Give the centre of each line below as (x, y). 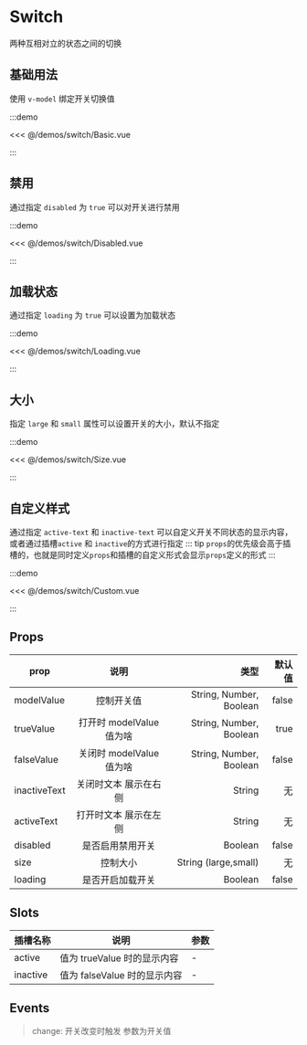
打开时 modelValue (119, 722)
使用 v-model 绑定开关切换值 (62, 99)
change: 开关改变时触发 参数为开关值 (101, 1031)
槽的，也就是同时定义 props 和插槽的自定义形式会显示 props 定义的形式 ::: (143, 555)
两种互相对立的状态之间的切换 (65, 43)
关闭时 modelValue (119, 753)
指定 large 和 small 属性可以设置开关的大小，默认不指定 (115, 424)
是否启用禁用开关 (119, 845)
